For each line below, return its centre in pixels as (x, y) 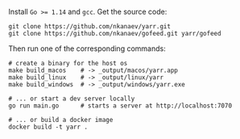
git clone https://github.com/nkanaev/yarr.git (90, 27)
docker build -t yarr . (48, 127)
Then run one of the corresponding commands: (87, 48)
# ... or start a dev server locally (72, 99)
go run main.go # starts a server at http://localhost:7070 (120, 106)
